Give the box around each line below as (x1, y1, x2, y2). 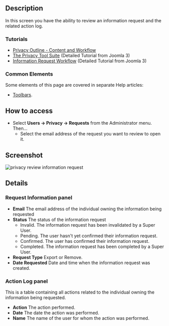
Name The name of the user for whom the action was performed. (12, 315, 150, 321)
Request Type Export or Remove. (12, 254, 83, 260)
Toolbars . (12, 92, 33, 98)
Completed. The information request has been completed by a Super (20, 243, 164, 249)
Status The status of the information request (12, 216, 107, 223)
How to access (5, 106, 53, 115)
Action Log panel (5, 277, 48, 284)
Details (5, 179, 28, 188)
